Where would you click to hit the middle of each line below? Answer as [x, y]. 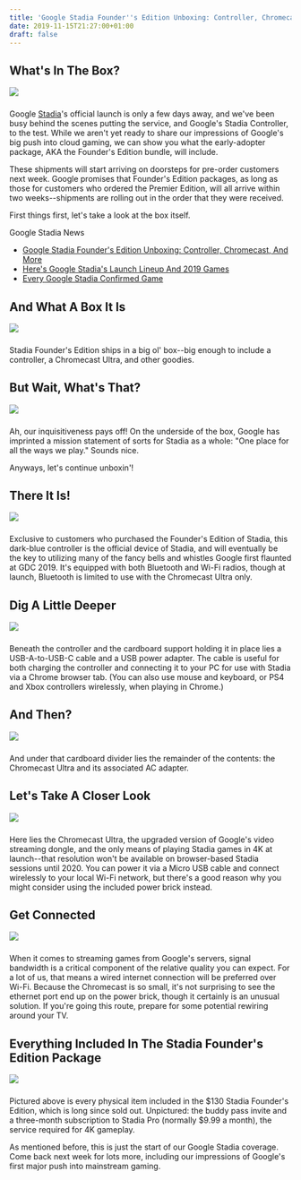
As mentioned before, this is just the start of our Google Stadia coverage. [144, 1147]
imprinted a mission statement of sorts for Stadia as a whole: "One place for [149, 441]
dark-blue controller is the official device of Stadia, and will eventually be [144, 548]
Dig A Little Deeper [63, 605]
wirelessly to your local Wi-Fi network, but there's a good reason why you [146, 877]
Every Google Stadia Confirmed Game [93, 279]
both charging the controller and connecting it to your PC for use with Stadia [150, 668]
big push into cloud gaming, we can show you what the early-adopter [138, 142]
